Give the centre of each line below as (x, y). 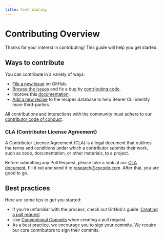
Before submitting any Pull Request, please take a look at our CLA (71, 162)
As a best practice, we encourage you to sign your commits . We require (84, 225)
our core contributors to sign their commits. (56, 230)
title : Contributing (26, 10)
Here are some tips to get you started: (43, 200)
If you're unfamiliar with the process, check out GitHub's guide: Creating (85, 209)
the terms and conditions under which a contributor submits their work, (77, 148)
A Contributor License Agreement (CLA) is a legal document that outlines (79, 143)
